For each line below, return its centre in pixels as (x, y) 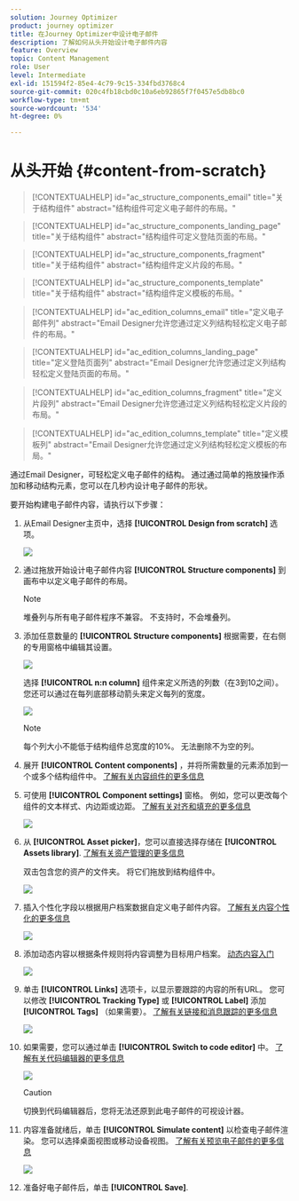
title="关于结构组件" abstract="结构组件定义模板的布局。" (137, 293)
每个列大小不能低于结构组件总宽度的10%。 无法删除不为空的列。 (141, 747)
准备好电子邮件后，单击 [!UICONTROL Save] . (106, 1188)
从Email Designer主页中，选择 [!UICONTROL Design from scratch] (146, 524)
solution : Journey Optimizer (64, 17)
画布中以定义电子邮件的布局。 (77, 581)
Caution (37, 1093)
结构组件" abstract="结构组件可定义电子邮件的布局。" (138, 209)
